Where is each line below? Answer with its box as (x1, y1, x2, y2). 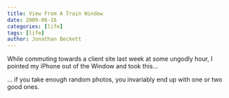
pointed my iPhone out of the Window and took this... (7, 62, 159, 70)
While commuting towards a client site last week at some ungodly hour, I (7, 55, 212, 63)
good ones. (7, 83, 40, 91)
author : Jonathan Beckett (7, 36, 81, 43)
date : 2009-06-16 (7, 17, 57, 23)
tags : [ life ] (7, 29, 45, 37)
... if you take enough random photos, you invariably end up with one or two (7, 75, 223, 84)
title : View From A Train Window (7, 10, 103, 17)
